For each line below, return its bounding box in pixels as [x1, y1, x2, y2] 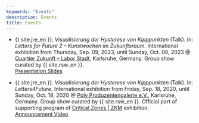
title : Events [6, 20, 42, 26]
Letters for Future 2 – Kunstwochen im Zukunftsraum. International [14, 42, 179, 49]
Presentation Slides [14, 68, 63, 75]
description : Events [6, 14, 58, 20]
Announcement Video [14, 111, 69, 118]
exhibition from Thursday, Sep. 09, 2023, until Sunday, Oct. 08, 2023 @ [14, 49, 191, 56]
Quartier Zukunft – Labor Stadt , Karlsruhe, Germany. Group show [14, 55, 175, 62]
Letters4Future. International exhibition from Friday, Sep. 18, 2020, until [14, 86, 189, 93]
